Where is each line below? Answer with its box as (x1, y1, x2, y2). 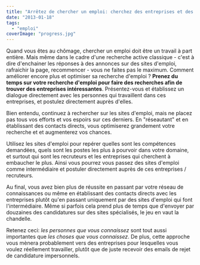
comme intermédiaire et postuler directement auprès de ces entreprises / (6, 165, 187, 173)
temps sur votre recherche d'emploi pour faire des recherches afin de (6, 79, 183, 87)
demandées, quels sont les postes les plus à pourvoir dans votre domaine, (6, 147, 189, 154)
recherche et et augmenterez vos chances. (6, 129, 112, 136)
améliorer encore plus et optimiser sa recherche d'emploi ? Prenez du (6, 73, 178, 80)
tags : (6, 20, 20, 26)
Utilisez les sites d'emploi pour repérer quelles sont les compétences (6, 140, 176, 147)
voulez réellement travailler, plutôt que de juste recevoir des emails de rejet (6, 246, 191, 253)
